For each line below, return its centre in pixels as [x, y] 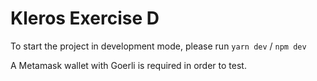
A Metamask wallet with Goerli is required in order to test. [128, 65]
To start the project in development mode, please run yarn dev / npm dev [158, 46]
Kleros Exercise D [85, 18]
